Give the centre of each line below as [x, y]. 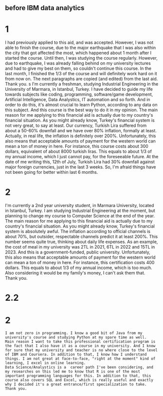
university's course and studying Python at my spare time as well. [76, 337]
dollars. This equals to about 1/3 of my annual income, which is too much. [79, 268]
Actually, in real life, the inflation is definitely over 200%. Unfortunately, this [81, 136]
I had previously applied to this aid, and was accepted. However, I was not [79, 42]
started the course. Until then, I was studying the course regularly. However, [81, 58]
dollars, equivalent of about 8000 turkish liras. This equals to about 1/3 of [79, 151]
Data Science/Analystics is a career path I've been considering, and [79, 367]
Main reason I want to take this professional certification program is [80, 342]
